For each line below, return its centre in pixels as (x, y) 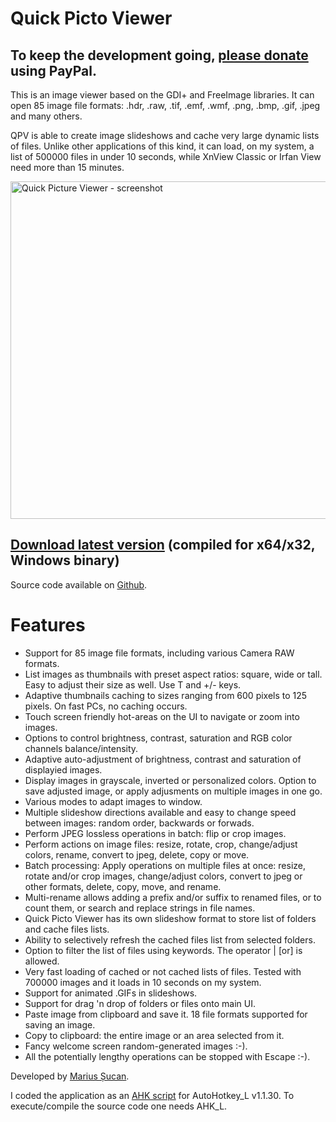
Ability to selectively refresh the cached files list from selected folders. (170, 939)
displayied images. (63, 769)
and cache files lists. (67, 929)
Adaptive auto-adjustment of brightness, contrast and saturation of (163, 759)
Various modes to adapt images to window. (113, 801)
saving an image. (60, 1024)
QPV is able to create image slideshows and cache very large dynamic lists (165, 135)
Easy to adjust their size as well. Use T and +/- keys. (133, 684)
